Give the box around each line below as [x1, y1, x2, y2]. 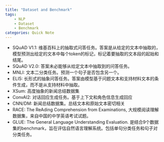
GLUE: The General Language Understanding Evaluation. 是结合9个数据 [12, 119, 159, 125]
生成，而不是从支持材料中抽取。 [16, 82, 82, 87]
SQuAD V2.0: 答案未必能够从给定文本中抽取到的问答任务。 [12, 63, 133, 69]
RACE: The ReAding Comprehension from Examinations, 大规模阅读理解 [12, 107, 159, 112]
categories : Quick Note [5, 30, 55, 35]
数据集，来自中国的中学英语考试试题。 [12, 113, 91, 119]
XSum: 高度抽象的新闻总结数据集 [12, 88, 80, 94]
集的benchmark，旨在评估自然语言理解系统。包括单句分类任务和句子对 [12, 125, 158, 131]
